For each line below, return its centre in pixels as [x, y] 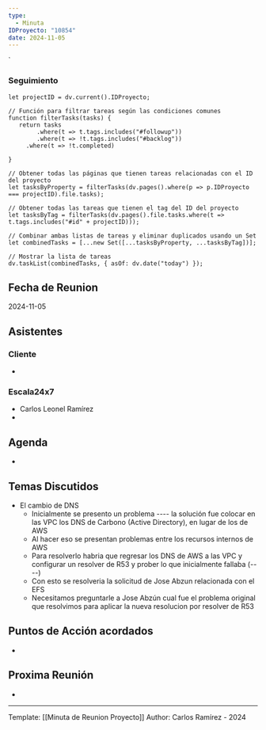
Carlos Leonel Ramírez [56, 409]
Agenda [28, 442]
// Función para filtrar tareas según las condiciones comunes [115, 111]
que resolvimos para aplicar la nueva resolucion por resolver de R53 [143, 606]
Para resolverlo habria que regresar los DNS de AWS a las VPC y [137, 556]
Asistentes [36, 331]
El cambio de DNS [49, 505]
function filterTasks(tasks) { [60, 118]
